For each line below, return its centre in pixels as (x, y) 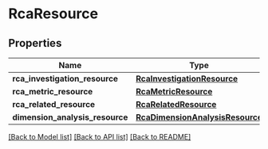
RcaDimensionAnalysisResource (199, 117)
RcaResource (53, 14)
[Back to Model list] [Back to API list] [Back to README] (100, 137)
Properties (35, 43)
